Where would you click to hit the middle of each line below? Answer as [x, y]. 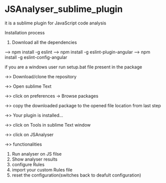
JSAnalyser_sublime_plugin [64, 9]
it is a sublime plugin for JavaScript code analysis [56, 23]
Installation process [25, 32]
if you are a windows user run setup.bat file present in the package [74, 67]
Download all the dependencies [44, 42]
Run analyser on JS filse [37, 154]
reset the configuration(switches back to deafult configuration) [77, 175]
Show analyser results [35, 159]
